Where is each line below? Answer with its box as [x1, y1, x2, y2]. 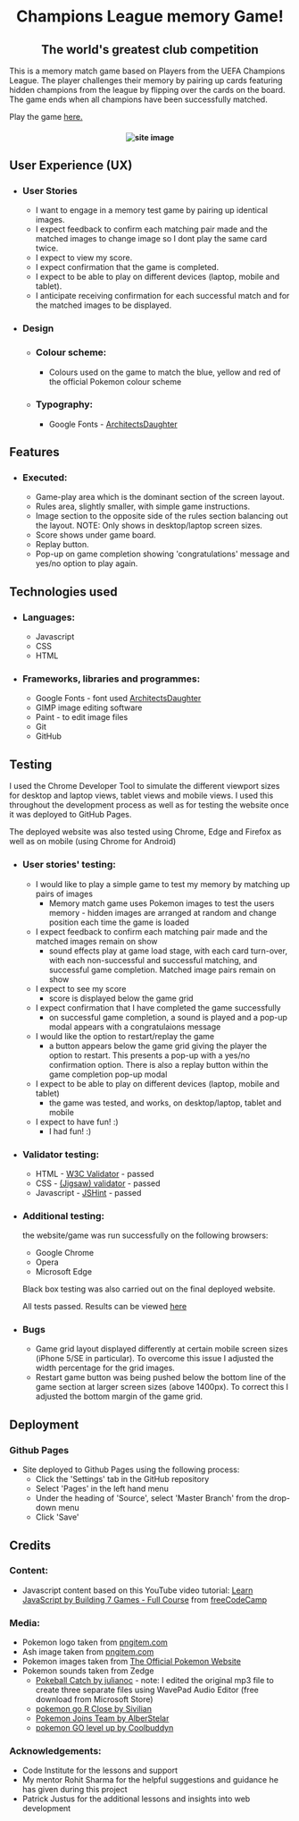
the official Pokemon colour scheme [48, 376, 182, 386]
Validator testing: [21, 1148, 100, 1160]
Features [9, 445, 60, 460]
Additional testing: [21, 1209, 105, 1222]
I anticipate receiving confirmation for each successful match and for [35, 291, 290, 301]
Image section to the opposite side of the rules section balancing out [35, 511, 288, 521]
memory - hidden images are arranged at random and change [48, 907, 277, 918]
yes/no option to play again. [35, 558, 138, 569]
